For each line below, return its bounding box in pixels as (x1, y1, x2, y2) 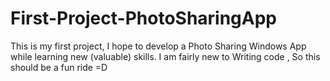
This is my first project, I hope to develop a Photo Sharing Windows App (10, 40, 307, 52)
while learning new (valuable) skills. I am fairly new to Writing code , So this (10, 50, 321, 62)
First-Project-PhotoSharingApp (10, 7, 278, 30)
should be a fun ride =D (10, 61, 108, 73)
